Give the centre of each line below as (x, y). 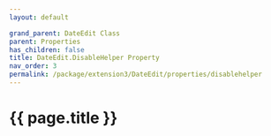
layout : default (39, 17)
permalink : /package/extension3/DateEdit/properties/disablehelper (136, 75)
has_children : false (47, 49)
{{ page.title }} (64, 118)
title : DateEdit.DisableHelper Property (85, 58)
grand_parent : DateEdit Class (65, 33)
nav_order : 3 (33, 66)
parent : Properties (45, 42)
